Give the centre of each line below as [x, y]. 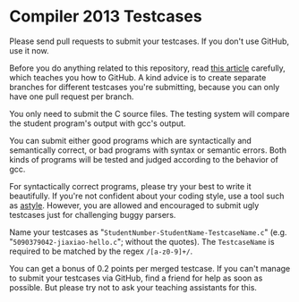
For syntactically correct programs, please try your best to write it [131, 186]
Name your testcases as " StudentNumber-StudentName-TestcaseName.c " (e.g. [148, 232]
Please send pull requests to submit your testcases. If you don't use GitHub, [149, 41]
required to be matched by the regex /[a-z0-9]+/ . [101, 251]
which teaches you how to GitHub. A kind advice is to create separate [138, 77]
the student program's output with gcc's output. [98, 123]
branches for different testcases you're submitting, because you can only [145, 87]
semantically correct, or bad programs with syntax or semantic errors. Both [148, 150]
